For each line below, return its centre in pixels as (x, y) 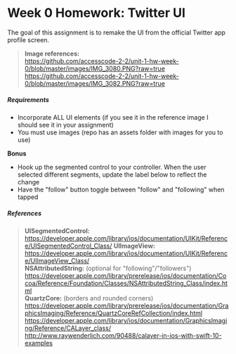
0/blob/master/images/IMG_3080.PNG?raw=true (94, 68)
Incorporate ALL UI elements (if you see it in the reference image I (113, 117)
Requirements (28, 99)
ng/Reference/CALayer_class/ (67, 328)
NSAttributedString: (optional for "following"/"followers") (108, 268)
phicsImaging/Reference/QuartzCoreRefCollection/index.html (113, 313)
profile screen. (28, 39)
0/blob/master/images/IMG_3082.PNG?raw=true (94, 83)
